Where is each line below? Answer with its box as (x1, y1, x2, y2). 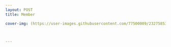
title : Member (5, 12, 36, 17)
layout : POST (5, 7, 33, 12)
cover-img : (5, 21, 28, 26)
